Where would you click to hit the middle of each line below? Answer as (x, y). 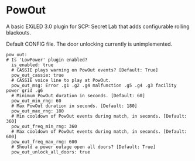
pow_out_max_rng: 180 (38, 111)
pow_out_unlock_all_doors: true (51, 152)
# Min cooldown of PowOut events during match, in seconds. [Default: (99, 116)
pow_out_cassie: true (38, 75)
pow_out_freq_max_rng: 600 (44, 142)
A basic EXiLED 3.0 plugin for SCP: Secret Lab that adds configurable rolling (98, 26)
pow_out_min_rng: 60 (36, 101)
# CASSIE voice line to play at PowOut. (61, 80)
